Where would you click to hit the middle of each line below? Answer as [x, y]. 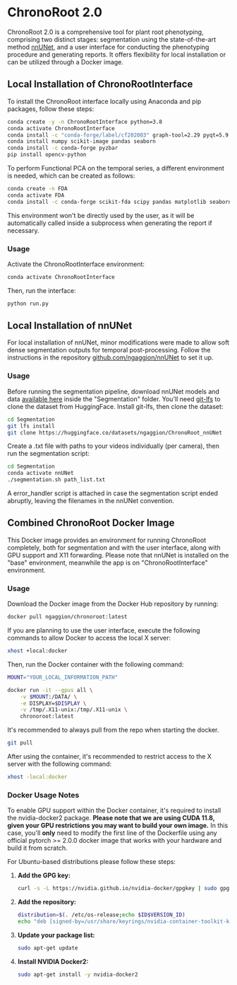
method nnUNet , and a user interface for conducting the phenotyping [108, 47]
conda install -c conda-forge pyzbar [63, 148]
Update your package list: [56, 935]
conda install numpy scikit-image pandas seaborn [82, 142]
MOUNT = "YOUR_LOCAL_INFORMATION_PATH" [63, 677]
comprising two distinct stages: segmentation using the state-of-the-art [112, 39]
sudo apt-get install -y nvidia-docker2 [78, 974]
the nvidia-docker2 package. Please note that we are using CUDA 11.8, [111, 818]
